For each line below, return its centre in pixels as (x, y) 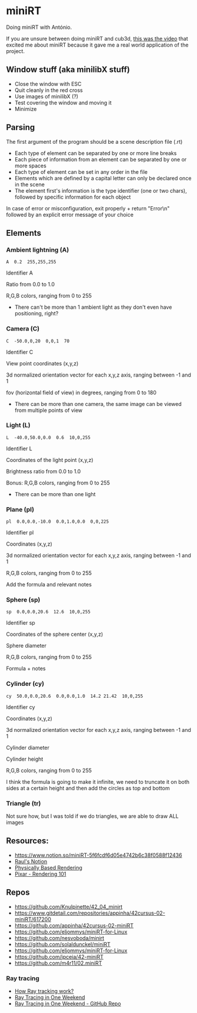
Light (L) (18, 425)
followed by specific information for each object (73, 197)
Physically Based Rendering (48, 867)
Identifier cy (21, 707)
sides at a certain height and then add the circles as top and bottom (88, 788)
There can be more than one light (55, 494)
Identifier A (20, 273)
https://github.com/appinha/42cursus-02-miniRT (74, 925)
